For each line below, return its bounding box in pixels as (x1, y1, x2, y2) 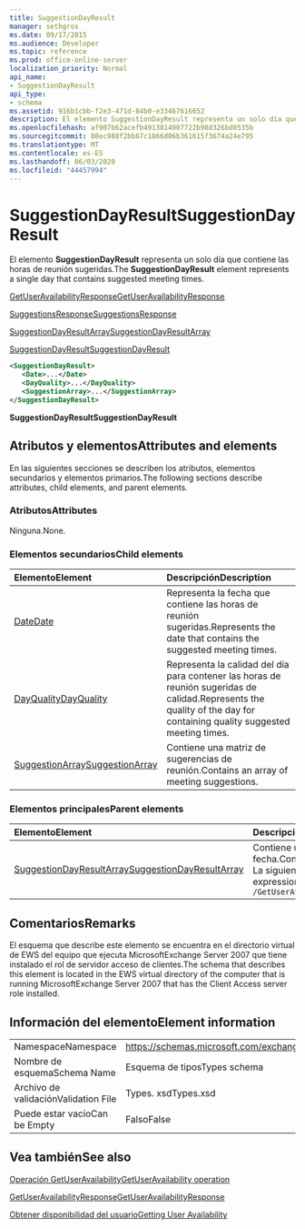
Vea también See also (9, 1150, 132, 1165)
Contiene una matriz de (166, 741, 266, 754)
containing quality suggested (166, 715, 290, 728)
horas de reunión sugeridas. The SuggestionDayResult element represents (9, 264, 290, 275)
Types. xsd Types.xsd (125, 1087, 216, 1100)
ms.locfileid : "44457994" (9, 166, 107, 175)
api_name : (9, 73, 47, 82)
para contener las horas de (166, 670, 281, 682)
